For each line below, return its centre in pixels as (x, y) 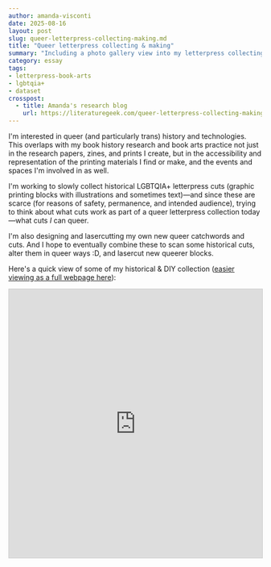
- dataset (25, 91)
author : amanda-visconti (50, 16)
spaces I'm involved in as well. (59, 171)
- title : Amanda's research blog (72, 106)
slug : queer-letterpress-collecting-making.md (88, 38)
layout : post (30, 31)
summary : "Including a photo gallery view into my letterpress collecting (136, 53)
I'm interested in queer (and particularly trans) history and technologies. (127, 136)
